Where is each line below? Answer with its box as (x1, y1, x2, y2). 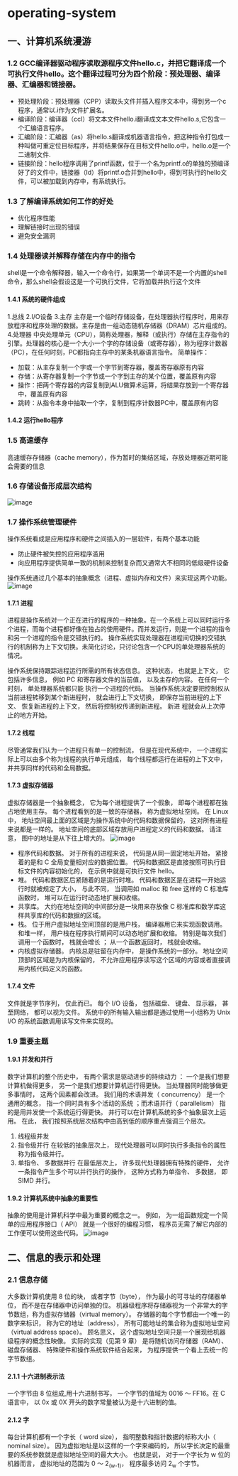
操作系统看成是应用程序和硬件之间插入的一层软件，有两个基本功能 (7, 534, 200, 543)
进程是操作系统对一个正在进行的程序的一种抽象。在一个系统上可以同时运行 (7, 616, 225, 625)
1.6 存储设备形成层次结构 (7, 481, 92, 491)
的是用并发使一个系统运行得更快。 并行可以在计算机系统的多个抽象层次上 (7, 1108, 220, 1116)
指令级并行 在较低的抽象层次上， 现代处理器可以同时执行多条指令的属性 (17, 1141, 227, 1149)
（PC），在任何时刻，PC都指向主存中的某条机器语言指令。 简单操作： (7, 348, 210, 356)
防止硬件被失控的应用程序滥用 (17, 549, 105, 559)
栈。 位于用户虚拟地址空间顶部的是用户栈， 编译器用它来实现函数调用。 (17, 920, 227, 928)
